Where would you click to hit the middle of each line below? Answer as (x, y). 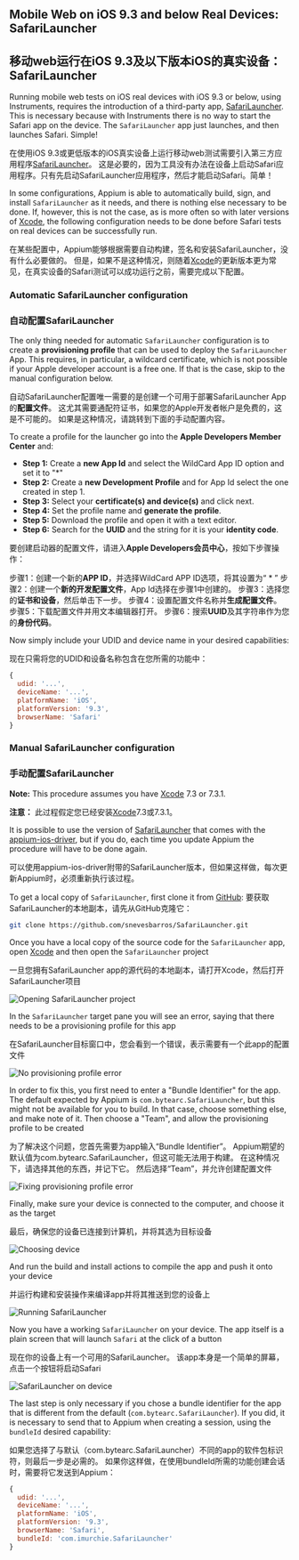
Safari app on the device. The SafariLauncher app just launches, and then (144, 125)
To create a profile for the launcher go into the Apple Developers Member (145, 437)
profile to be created (47, 1128)
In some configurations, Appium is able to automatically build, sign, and (140, 193)
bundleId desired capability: (60, 1431)
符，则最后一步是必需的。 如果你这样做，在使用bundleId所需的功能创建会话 (147, 1461)
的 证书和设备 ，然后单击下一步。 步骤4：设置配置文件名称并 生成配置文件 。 (145, 601)
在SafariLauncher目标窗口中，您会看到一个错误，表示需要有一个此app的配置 (149, 1044)
